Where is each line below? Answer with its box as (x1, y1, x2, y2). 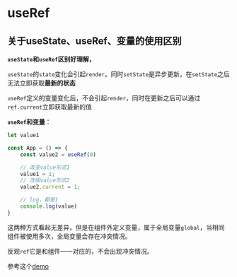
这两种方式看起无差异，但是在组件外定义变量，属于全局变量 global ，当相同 (7, 223, 225, 231)
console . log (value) (20, 203, 78, 210)
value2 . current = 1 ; (20, 184, 81, 191)
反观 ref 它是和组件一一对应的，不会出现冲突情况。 (7, 247, 154, 255)
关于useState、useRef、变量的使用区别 (7, 35, 182, 47)
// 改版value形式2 (20, 177, 70, 184)
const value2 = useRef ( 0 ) (20, 151, 97, 158)
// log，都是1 (20, 196, 59, 204)
